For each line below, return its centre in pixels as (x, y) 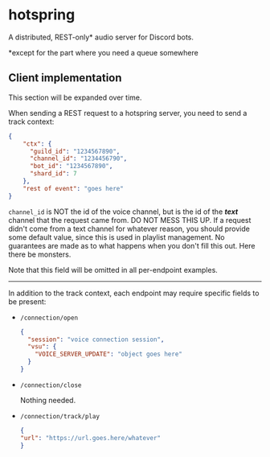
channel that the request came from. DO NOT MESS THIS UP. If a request (130, 220)
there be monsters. (40, 254)
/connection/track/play (60, 416)
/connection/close (51, 385)
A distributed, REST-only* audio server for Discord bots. (101, 37)
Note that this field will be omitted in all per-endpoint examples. (113, 270)
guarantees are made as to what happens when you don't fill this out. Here (132, 245)
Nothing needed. (48, 400)
